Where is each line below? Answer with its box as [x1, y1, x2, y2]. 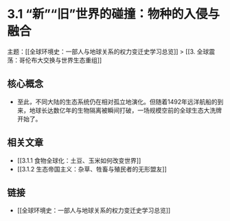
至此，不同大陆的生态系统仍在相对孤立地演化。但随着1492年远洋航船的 [16, 97, 218, 106]
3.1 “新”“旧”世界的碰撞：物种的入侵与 [7, 6, 220, 22]
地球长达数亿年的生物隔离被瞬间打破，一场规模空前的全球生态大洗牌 [29, 106, 222, 114]
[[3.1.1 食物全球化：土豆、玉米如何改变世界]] [16, 156, 141, 165]
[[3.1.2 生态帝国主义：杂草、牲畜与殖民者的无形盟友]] [16, 165, 167, 173]
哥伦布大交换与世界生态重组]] [19, 56, 102, 64]
